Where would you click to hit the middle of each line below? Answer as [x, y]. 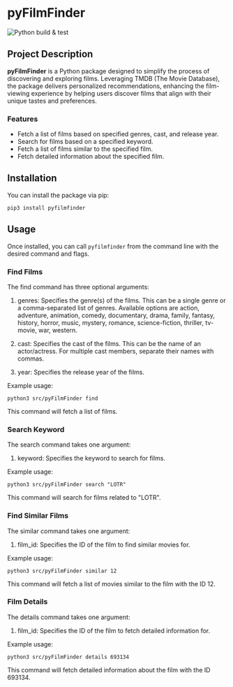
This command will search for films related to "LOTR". [84, 498]
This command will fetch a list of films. [62, 411]
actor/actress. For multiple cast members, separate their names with [115, 351]
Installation [32, 179]
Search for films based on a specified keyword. [85, 142]
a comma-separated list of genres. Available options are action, [108, 308]
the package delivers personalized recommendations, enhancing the [106, 86]
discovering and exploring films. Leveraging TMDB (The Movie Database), [114, 78]
